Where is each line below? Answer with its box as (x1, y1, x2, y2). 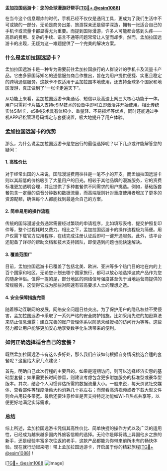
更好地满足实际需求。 (9, 399, 53, 405)
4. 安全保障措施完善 (5, 294, 46, 300)
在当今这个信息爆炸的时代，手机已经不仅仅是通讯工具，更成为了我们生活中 (5, 15, 158, 21)
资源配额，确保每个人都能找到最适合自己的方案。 (5, 196, 105, 202)
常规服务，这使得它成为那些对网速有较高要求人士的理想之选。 (5, 282, 132, 288)
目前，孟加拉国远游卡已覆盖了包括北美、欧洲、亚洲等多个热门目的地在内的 (5, 263, 158, 269)
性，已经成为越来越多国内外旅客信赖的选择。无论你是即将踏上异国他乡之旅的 (5, 432, 162, 437)
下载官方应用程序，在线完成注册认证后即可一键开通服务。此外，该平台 (18, 233, 162, 238)
